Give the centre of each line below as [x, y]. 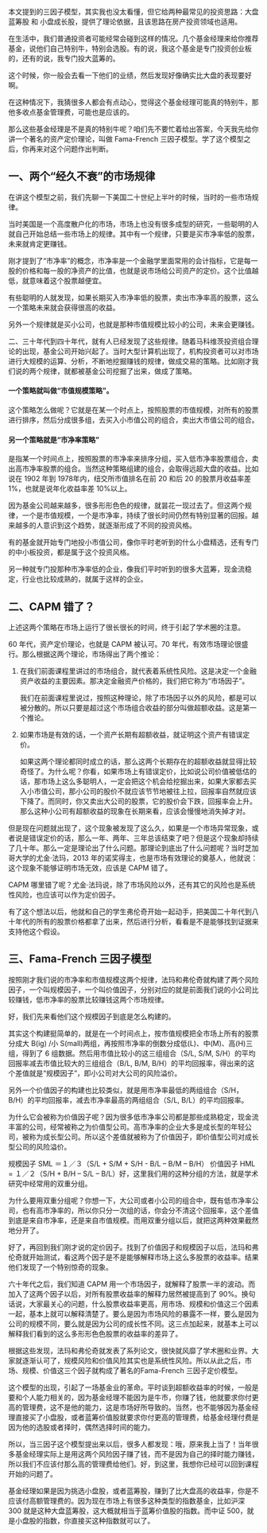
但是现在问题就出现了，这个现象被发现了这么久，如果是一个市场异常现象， [130, 828]
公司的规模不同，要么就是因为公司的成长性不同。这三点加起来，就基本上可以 [133, 1324]
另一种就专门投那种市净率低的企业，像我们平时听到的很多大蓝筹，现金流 [126, 569]
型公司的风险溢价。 [40, 1146]
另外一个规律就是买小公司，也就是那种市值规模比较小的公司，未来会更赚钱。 [133, 324]
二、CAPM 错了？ [52, 607]
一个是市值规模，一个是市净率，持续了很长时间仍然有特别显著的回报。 [137, 516]
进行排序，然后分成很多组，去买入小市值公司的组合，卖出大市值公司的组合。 [133, 420]
